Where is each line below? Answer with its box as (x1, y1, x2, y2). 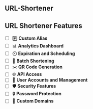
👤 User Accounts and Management (12, 77, 88, 83)
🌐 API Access (12, 71, 42, 77)
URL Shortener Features (5, 21, 82, 30)
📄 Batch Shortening (12, 58, 54, 64)
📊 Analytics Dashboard (12, 43, 64, 49)
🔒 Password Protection (12, 91, 61, 97)
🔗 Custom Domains (12, 98, 54, 104)
